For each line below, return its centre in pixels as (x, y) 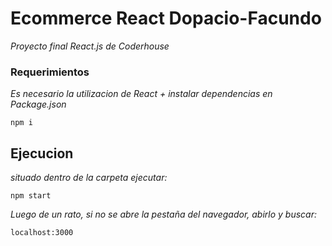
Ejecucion (42, 153)
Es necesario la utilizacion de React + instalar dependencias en (141, 94)
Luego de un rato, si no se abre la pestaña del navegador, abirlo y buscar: (164, 214)
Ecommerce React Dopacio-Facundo (166, 18)
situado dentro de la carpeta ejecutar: (89, 178)
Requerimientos (50, 72)
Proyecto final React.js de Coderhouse (90, 46)
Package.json (38, 104)
